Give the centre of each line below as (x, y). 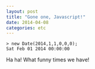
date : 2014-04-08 (27, 22)
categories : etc (26, 28)
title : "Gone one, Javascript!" (46, 17)
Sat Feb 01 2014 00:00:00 (38, 49)
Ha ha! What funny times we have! (48, 60)
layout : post (22, 11)
